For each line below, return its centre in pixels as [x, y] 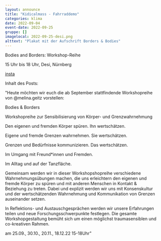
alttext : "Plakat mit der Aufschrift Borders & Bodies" [63, 41]
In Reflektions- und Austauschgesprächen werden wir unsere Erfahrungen [80, 208]
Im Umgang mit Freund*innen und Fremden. [49, 154]
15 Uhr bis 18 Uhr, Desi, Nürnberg [38, 64]
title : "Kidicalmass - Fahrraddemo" [42, 14]
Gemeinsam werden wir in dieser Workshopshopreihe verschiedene [73, 173]
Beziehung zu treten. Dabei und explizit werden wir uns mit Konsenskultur [79, 189]
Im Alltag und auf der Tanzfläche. [38, 164]
